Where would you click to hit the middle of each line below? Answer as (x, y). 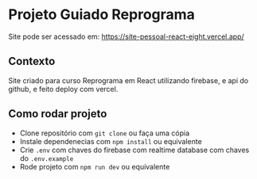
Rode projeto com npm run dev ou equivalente (95, 166)
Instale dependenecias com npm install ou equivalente (111, 141)
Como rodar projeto (58, 114)
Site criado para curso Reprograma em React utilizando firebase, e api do (128, 80)
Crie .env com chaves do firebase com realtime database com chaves (134, 150)
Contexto (32, 61)
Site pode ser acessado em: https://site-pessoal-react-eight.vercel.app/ (126, 36)
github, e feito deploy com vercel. (63, 89)
